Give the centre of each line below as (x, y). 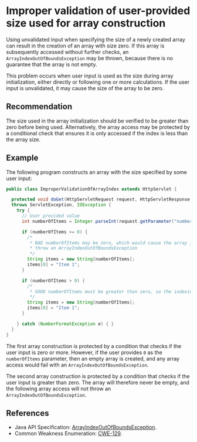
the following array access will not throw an (59, 389)
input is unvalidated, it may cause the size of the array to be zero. (85, 88)
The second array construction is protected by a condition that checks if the (98, 376)
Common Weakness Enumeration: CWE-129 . (68, 433)
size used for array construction (86, 23)
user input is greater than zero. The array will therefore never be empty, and (98, 382)
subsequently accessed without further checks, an (67, 52)
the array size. (23, 140)
